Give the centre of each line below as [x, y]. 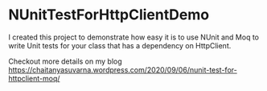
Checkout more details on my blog [65, 61]
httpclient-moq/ [34, 78]
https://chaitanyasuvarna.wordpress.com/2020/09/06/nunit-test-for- [123, 69]
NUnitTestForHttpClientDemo [109, 15]
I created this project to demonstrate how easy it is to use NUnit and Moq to [134, 37]
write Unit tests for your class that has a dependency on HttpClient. [120, 45]
